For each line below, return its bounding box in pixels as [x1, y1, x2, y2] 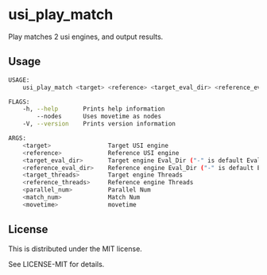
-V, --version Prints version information [22, 120, 176, 128]
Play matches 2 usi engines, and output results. [8, 32, 164, 41]
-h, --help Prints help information [22, 105, 165, 113]
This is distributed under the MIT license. [8, 244, 143, 254]
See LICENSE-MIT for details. [8, 259, 105, 269]
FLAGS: [8, 98, 30, 106]
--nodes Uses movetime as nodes [37, 113, 161, 121]
